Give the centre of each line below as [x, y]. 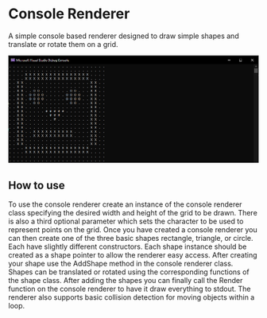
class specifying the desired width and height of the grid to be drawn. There [133, 213]
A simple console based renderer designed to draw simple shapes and [124, 36]
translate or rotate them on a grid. [63, 44]
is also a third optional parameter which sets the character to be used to [126, 221]
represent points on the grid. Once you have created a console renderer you [133, 230]
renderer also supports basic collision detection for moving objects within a [132, 297]
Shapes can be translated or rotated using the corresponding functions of [129, 272]
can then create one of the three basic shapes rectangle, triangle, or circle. [131, 238]
